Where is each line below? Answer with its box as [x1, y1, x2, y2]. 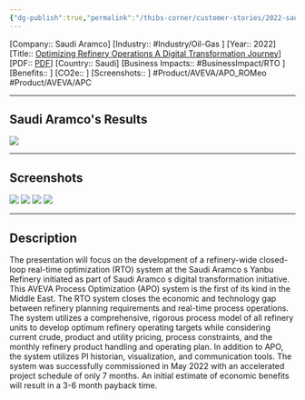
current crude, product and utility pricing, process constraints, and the [9, 332, 273, 343]
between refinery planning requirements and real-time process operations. [9, 303, 289, 314]
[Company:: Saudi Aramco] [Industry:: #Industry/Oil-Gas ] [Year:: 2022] [9, 38, 277, 49]
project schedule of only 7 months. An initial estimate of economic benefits [9, 370, 290, 382]
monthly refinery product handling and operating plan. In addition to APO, [9, 342, 284, 353]
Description [9, 230, 77, 245]
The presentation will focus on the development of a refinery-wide [9, 255, 258, 265]
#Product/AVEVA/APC [9, 76, 93, 87]
